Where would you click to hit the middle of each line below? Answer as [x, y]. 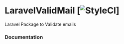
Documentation [24, 37]
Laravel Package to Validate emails [40, 24]
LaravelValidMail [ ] [62, 11]
